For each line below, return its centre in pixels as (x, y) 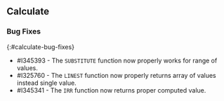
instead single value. (46, 83)
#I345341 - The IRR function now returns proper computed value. (111, 90)
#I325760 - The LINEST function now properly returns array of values (116, 75)
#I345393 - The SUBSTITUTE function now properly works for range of (117, 60)
